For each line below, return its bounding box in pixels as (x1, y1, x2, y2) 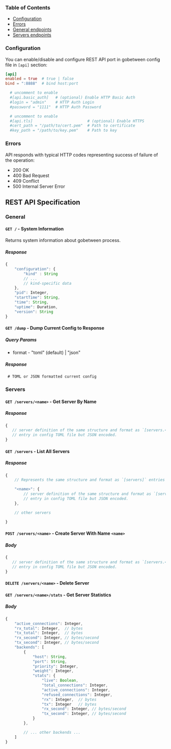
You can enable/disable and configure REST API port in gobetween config (5, 56, 160, 62)
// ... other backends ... (23, 730, 81, 735)
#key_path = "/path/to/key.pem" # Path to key (10, 128, 117, 133)
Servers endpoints (12, 32, 52, 38)
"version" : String (14, 309, 53, 314)
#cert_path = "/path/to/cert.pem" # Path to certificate (10, 123, 136, 129)
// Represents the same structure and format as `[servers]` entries (14, 478, 165, 483)
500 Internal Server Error (12, 183, 65, 189)
